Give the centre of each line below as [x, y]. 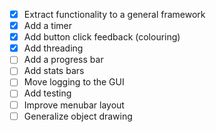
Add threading [53, 48]
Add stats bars [54, 71]
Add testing [47, 93]
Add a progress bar [63, 60]
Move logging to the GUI [74, 82]
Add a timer [47, 26]
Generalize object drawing [78, 116]
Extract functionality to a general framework [114, 14]
